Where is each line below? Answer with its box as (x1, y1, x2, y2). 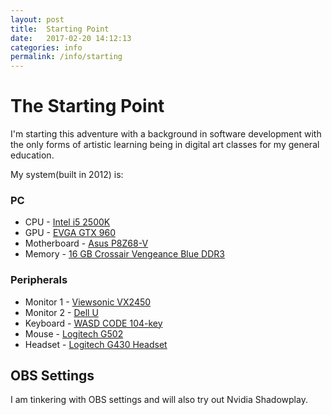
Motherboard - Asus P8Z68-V (24, 237, 149, 250)
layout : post (10, 14, 65, 25)
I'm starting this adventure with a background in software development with (10, 128, 322, 140)
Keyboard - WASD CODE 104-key (24, 317, 163, 329)
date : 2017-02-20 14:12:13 (10, 33, 132, 43)
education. (10, 149, 55, 161)
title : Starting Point (10, 24, 110, 34)
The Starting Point (10, 95, 165, 118)
